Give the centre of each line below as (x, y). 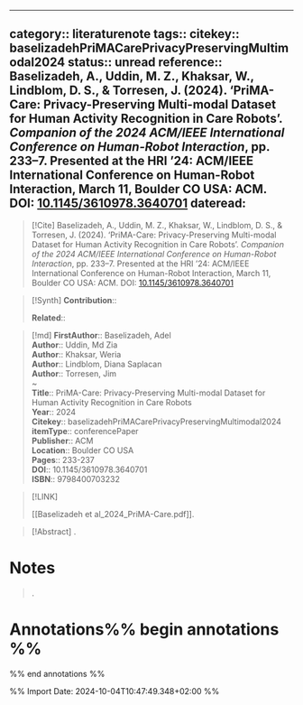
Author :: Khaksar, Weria (76, 354)
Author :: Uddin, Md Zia (74, 345)
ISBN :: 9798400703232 (75, 478)
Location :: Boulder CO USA (83, 450)
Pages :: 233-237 (63, 459)
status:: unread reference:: (145, 63)
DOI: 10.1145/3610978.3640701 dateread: (128, 204)
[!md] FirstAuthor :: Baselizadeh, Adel (101, 335)
